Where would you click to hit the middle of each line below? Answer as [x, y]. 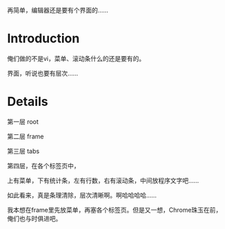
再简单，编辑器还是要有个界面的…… [58, 10]
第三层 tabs [23, 151]
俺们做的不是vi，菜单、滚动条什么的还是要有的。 [76, 58]
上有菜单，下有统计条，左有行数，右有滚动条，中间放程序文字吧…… [103, 180]
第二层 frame [26, 136]
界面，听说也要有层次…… [43, 73]
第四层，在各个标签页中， [43, 165]
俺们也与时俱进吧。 [35, 218]
